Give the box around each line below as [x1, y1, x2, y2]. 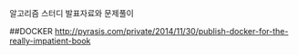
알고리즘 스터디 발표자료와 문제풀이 [9, 8, 134, 18]
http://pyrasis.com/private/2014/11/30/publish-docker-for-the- [54, 26, 289, 36]
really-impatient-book [9, 35, 91, 46]
